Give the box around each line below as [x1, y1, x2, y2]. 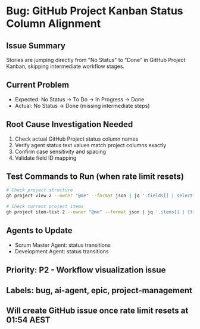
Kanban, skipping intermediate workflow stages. [6, 63, 125, 70]
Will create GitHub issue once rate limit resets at [6, 305, 189, 315]
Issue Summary [6, 41, 65, 51]
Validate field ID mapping [14, 154, 77, 162]
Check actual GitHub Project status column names [14, 135, 139, 142]
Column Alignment [6, 17, 101, 30]
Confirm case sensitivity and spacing [14, 148, 106, 155]
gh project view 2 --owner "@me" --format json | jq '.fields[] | [6, 193, 174, 199]
